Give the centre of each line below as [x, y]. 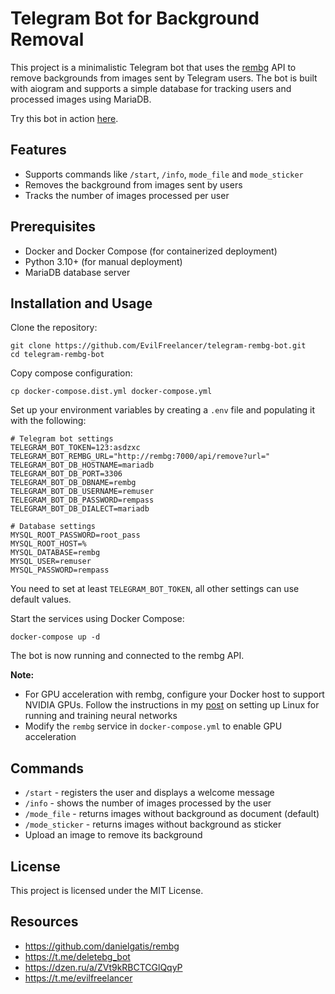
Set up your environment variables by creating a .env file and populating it [163, 410]
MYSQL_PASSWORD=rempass [60, 570]
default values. [41, 599]
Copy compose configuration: [71, 373]
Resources [44, 922]
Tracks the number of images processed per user [127, 195]
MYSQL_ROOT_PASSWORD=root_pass [75, 535]
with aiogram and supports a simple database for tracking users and [151, 88]
